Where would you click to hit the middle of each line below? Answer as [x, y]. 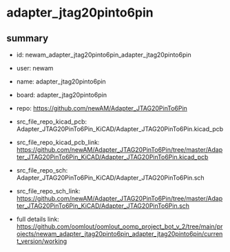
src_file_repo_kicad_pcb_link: [58, 142]
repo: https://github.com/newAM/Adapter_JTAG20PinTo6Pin [102, 108]
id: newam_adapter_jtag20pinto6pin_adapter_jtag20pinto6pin [104, 55]
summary [28, 38]
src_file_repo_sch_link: [48, 191]
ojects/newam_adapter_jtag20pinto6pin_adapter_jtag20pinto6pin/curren [119, 234]
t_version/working [42, 241]
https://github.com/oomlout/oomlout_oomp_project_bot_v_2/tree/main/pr [119, 226]
